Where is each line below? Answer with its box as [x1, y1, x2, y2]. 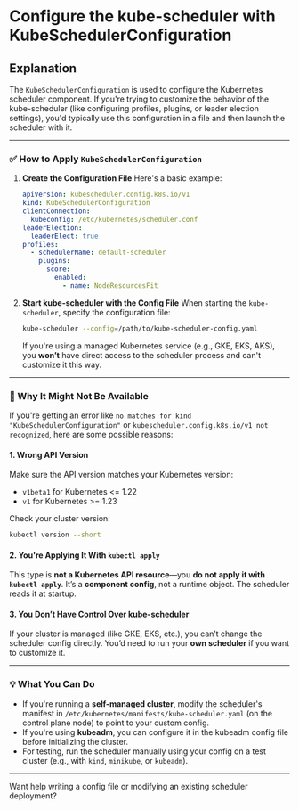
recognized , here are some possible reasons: [9, 429, 174, 439]
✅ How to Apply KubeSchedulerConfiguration [9, 152, 203, 165]
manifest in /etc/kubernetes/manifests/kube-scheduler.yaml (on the [21, 708, 273, 718]
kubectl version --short [9, 530, 101, 540]
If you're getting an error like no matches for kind [9, 410, 192, 421]
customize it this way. [21, 359, 102, 370]
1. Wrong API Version [9, 449, 89, 460]
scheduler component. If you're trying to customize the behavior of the [9, 94, 270, 104]
